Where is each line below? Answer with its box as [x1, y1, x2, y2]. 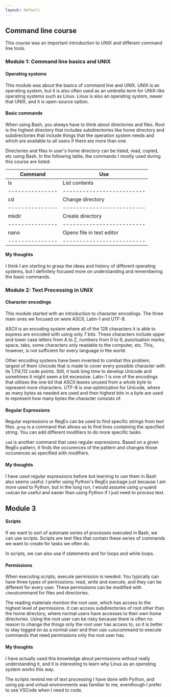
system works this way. [5, 666, 55, 672]
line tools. [5, 45, 26, 52]
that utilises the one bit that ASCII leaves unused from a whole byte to [5, 379, 152, 386]
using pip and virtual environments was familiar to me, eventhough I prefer [5, 681, 162, 687]
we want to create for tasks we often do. [5, 541, 90, 547]
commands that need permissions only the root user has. [5, 632, 126, 638]
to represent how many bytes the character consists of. [5, 395, 121, 401]
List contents [62, 179, 94, 186]
